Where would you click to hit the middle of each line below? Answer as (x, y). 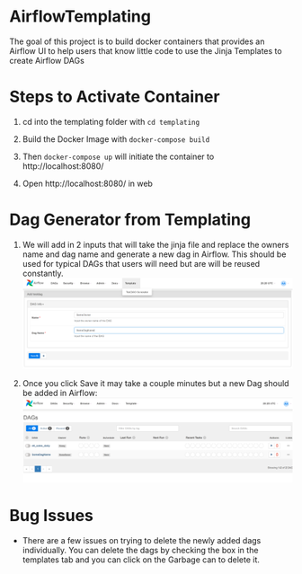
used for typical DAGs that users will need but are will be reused (141, 263)
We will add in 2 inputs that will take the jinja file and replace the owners (155, 244)
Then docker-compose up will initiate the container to (118, 156)
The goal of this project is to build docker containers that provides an (137, 41)
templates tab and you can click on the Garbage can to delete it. (141, 560)
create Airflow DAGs (47, 60)
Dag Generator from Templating (130, 220)
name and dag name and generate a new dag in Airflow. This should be (154, 254)
